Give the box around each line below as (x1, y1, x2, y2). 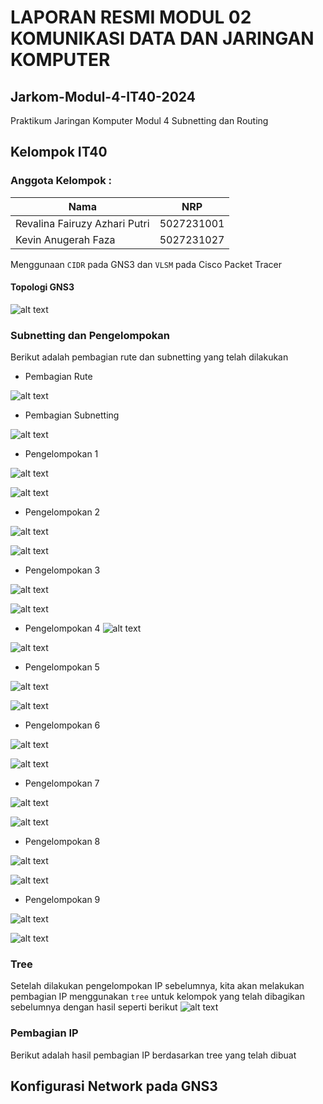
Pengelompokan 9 (24, 894, 101, 906)
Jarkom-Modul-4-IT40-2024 (10, 88, 196, 105)
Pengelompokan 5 (24, 661, 100, 673)
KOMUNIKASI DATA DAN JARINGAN (10, 27, 315, 50)
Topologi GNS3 (10, 281, 75, 293)
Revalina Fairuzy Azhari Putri (15, 216, 150, 230)
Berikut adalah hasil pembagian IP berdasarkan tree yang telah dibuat (10, 1049, 297, 1061)
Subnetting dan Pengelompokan (10, 328, 171, 342)
